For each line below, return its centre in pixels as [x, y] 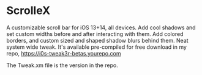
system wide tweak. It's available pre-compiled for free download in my [96, 47]
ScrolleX [28, 11]
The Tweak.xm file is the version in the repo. [62, 65]
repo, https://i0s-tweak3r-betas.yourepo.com [64, 53]
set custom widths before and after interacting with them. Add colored [95, 34]
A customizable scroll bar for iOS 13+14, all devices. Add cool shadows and [101, 27]
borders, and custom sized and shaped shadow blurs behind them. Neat [97, 40]
